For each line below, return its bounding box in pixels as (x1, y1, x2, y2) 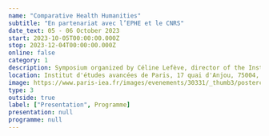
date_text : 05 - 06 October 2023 (8, 26, 120, 34)
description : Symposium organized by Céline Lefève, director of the (8, 64, 246, 72)
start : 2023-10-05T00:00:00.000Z (8, 34, 120, 42)
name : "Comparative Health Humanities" (8, 11, 142, 20)
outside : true (8, 94, 56, 102)
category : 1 (8, 57, 48, 65)
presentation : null (8, 109, 74, 117)
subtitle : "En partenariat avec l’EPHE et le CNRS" (8, 19, 184, 27)
